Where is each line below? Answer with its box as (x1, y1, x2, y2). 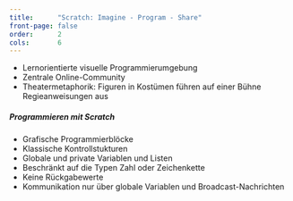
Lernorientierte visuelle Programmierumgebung (22, 63, 198, 73)
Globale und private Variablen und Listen (22, 153, 173, 163)
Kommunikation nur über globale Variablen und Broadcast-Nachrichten (22, 181, 285, 192)
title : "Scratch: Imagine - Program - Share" (9, 13, 203, 22)
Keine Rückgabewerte (22, 172, 104, 183)
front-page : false (9, 21, 78, 30)
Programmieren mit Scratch (9, 111, 115, 121)
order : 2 (9, 29, 63, 38)
